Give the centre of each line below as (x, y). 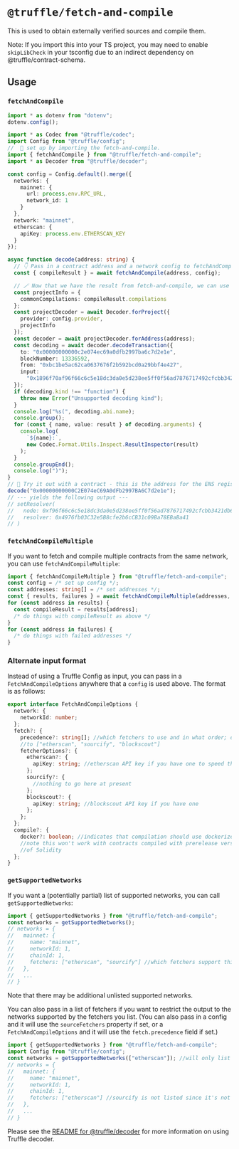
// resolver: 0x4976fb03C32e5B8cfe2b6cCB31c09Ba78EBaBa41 (99, 517)
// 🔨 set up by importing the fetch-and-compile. (84, 148)
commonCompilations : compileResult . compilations (94, 299)
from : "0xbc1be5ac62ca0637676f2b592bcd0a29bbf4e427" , (101, 365)
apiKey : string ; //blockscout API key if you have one (116, 804)
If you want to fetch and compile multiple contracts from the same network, (118, 556)
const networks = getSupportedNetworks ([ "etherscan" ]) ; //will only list (119, 1059)
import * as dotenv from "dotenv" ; (60, 115)
